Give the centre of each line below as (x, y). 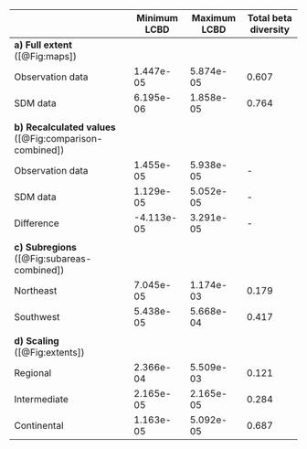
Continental (39, 426)
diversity (270, 29)
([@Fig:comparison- (58, 139)
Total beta (270, 18)
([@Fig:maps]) (46, 56)
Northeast (36, 290)
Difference (37, 223)
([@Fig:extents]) (49, 353)
